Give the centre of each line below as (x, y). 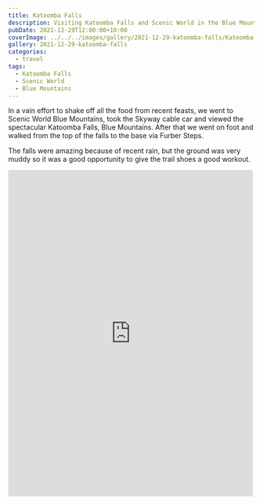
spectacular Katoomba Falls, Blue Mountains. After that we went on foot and (131, 127)
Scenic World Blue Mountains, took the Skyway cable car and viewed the (126, 119)
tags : (17, 67)
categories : (27, 52)
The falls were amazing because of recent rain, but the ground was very (124, 151)
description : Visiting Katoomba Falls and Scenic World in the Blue (122, 23)
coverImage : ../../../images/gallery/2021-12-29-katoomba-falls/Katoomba (131, 37)
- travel (29, 60)
